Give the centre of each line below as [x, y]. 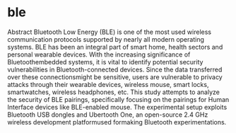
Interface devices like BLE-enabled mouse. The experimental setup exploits [117, 107]
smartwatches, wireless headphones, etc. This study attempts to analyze [114, 92]
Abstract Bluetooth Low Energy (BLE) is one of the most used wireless [110, 32]
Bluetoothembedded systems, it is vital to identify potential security [105, 62]
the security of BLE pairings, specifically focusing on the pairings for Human [118, 99]
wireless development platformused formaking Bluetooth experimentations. [117, 122]
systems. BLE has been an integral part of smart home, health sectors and [115, 47]
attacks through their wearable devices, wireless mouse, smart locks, [108, 84]
